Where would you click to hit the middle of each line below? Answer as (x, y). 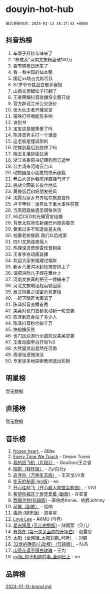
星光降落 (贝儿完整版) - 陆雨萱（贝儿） (52, 525)
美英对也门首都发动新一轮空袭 (43, 310)
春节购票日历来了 (30, 66)
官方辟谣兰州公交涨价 (35, 103)
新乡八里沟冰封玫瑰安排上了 (41, 267)
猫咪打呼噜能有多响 (33, 116)
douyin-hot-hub (40, 9)
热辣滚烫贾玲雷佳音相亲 (37, 248)
